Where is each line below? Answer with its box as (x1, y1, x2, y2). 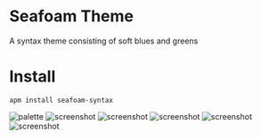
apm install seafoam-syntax (9, 96, 114, 104)
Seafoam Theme (9, 6, 135, 27)
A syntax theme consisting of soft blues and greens (9, 35, 199, 46)
